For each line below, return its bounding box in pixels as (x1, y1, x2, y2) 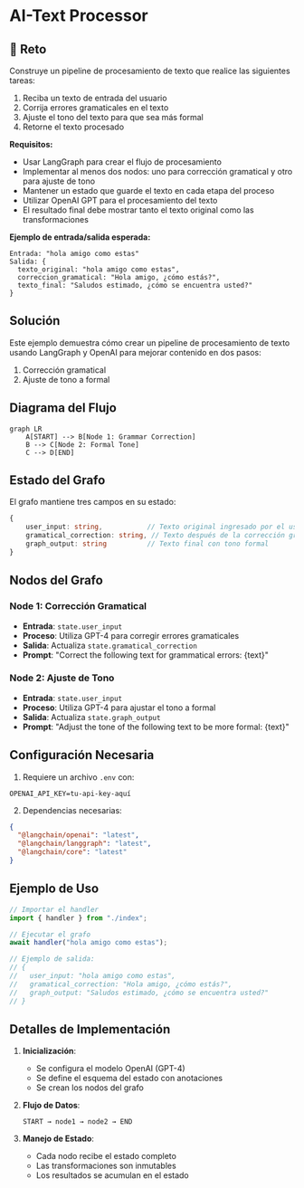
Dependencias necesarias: (22, 804, 122, 815)
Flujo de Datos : (22, 1100, 81, 1111)
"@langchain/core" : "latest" (17, 848, 128, 857)
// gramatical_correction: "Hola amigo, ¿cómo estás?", (9, 979, 233, 989)
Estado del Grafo (9, 472, 106, 489)
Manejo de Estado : (22, 1133, 95, 1145)
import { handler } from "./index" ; (9, 913, 147, 923)
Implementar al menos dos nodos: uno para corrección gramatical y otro (22, 166, 293, 176)
